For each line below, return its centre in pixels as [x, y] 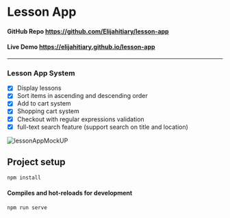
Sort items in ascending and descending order [82, 96]
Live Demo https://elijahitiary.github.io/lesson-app [81, 47]
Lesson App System [41, 73]
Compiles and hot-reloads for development [70, 193]
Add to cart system [44, 104]
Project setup [37, 162]
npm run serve [27, 207]
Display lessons [39, 88]
